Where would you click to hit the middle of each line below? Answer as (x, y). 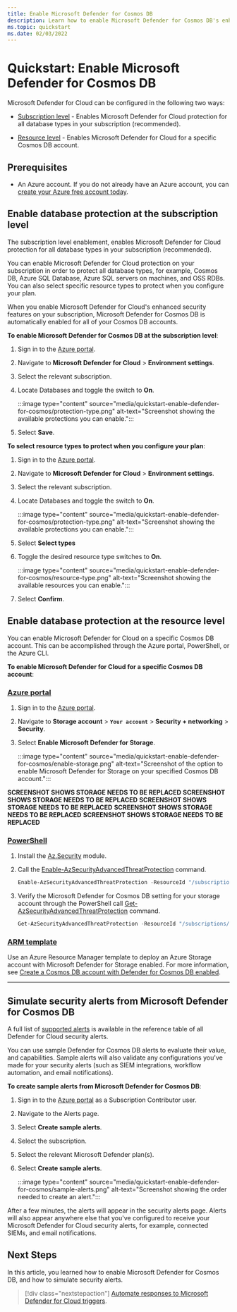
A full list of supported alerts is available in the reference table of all (105, 1029)
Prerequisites (37, 167)
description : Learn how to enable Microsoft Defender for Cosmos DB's (113, 20)
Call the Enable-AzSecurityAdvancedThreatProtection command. (112, 870)
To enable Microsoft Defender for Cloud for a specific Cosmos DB (105, 666)
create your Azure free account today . (73, 192)
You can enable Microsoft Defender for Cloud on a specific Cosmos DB (111, 638)
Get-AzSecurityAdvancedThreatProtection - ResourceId (97, 924)
